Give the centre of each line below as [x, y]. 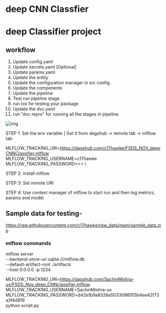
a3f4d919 [15, 300]
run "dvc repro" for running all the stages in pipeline [66, 114]
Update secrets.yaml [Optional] [45, 67]
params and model [25, 198]
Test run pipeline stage [36, 98]
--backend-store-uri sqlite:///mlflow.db [45, 259]
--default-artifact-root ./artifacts [38, 265]
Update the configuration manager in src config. [62, 83]
